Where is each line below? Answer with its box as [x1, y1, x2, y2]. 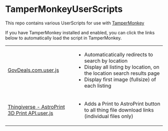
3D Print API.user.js [7, 110, 53, 117]
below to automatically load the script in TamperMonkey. [5, 35, 122, 41]
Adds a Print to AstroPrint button [84, 100, 160, 107]
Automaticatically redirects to [84, 51, 153, 58]
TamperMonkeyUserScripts [5, 3, 123, 15]
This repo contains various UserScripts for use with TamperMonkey [5, 20, 144, 26]
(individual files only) [84, 113, 133, 120]
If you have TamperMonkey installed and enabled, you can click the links [5, 29, 155, 35]
